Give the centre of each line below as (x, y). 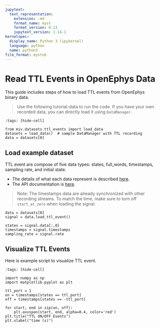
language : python (27, 46)
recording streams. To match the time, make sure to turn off (77, 199)
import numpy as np (25, 278)
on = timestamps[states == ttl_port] (43, 295)
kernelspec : (17, 37)
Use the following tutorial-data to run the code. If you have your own (86, 107)
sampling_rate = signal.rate (35, 234)
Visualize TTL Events (38, 249)
